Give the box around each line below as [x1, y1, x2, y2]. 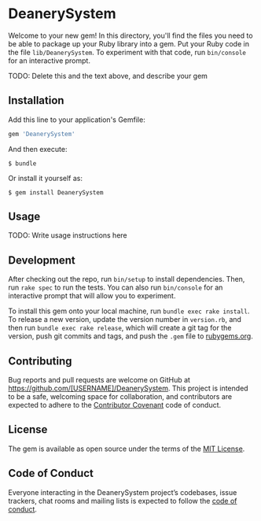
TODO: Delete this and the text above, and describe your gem [8, 71, 208, 80]
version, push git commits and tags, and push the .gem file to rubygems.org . [8, 331, 254, 341]
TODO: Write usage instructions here [8, 231, 127, 240]
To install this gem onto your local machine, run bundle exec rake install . [8, 306, 250, 316]
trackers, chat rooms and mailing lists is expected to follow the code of [8, 496, 237, 505]
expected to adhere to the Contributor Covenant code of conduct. [8, 401, 222, 410]
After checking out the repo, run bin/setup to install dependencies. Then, [8, 275, 245, 284]
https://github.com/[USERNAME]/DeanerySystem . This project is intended [8, 383, 249, 394]
